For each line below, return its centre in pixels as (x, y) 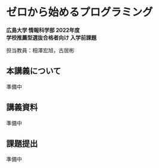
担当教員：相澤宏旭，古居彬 (40, 50)
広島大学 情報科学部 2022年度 (43, 30)
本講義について (34, 71)
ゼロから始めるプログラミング (80, 12)
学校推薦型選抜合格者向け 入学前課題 (51, 37)
